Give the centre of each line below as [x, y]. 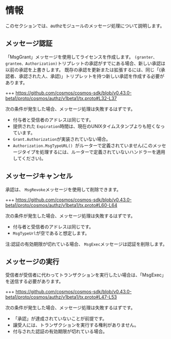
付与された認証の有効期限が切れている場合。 [60, 331]
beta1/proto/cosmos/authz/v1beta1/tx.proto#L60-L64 [61, 205]
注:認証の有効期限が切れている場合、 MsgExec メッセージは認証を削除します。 [87, 244]
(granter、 [146, 57]
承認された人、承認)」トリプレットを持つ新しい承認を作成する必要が [92, 76]
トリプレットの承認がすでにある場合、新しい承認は [111, 63]
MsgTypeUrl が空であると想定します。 [51, 233]
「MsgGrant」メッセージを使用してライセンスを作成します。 [69, 56]
